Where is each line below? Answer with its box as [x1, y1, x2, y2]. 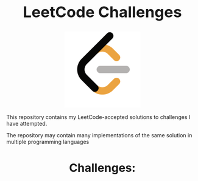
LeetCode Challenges [23, 2, 182, 21]
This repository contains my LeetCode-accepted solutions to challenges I [6, 113, 191, 120]
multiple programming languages [6, 138, 90, 145]
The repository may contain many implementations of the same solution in [6, 131, 193, 138]
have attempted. [6, 120, 48, 127]
